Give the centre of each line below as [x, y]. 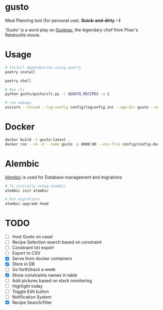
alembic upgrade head [27, 204]
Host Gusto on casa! [33, 237]
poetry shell [18, 81]
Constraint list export [33, 248]
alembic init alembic [27, 191]
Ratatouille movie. [23, 35]
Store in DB [23, 264]
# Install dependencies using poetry [43, 67]
